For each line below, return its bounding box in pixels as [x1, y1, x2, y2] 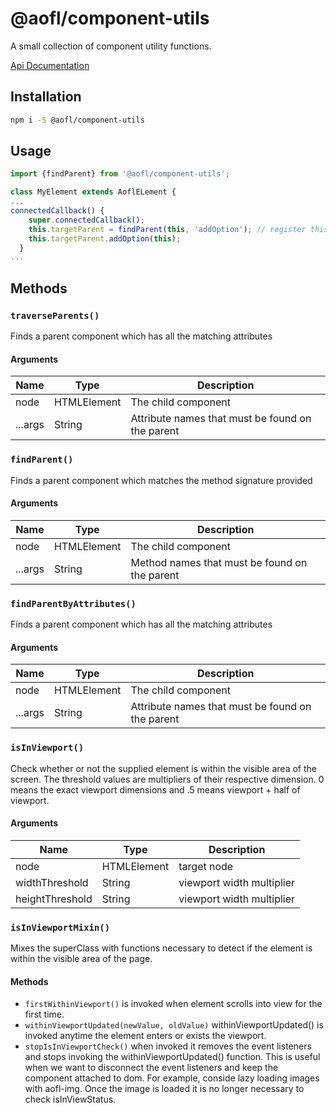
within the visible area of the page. [10, 953, 153, 964]
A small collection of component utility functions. [10, 40, 212, 52]
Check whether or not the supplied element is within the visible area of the [10, 762, 317, 774]
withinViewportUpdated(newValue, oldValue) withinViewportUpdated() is [24, 1019, 324, 1031]
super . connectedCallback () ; [28, 215, 145, 225]
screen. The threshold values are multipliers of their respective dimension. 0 [10, 773, 325, 785]
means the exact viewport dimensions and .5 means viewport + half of [10, 783, 301, 796]
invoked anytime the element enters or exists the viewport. [24, 1030, 267, 1042]
